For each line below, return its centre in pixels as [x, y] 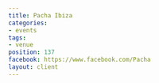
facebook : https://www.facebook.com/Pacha [79, 60]
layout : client [33, 67]
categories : [28, 23]
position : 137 [32, 52]
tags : [17, 38]
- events [23, 30]
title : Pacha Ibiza [41, 15]
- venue [21, 45]
